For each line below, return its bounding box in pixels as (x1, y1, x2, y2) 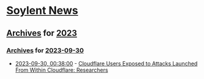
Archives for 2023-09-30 (6, 46, 84, 55)
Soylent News (6, 4, 78, 18)
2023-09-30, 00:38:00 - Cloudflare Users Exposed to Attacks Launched (15, 60, 198, 67)
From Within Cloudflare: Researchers (15, 66, 109, 74)
